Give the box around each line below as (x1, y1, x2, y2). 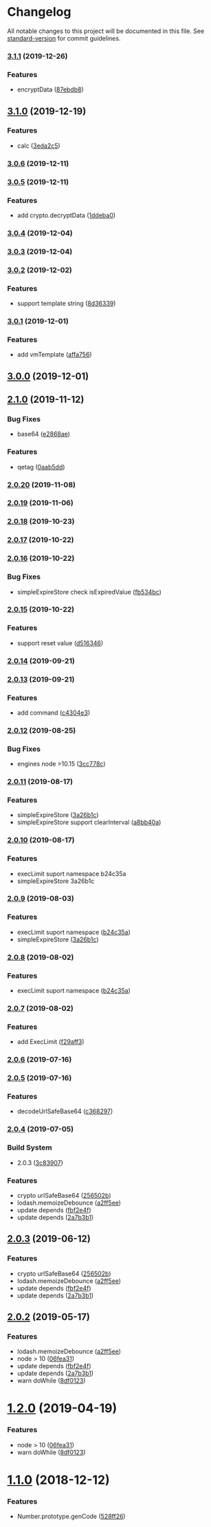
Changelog (7, 4, 71, 20)
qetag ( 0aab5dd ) (16, 462, 65, 471)
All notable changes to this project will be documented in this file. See (7, 27, 205, 35)
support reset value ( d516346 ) (16, 638, 104, 647)
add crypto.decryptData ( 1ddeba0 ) (16, 211, 115, 219)
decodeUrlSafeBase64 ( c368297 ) (16, 1107, 113, 1115)
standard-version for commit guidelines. (7, 34, 121, 42)
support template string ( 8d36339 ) (16, 300, 116, 308)
